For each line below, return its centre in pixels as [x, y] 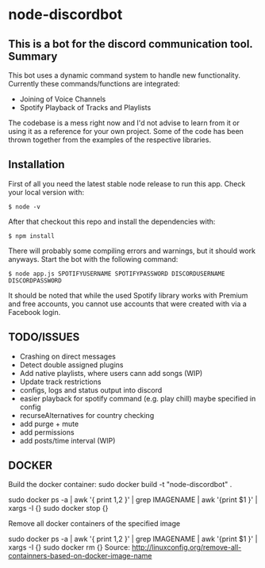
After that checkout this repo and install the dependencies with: [112, 221]
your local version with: [46, 192]
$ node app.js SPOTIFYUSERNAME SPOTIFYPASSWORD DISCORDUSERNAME [117, 274]
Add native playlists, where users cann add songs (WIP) [111, 373]
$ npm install [32, 236]
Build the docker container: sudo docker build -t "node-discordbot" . [120, 485]
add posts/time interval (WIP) [67, 440]
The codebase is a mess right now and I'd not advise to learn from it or [124, 123]
